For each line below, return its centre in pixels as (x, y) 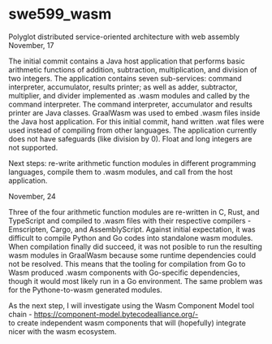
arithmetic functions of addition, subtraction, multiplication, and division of (133, 69)
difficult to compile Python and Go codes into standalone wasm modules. (131, 237)
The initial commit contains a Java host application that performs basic (127, 61)
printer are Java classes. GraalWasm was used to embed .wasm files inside (134, 113)
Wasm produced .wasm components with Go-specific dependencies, (124, 272)
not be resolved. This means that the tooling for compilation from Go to (127, 263)
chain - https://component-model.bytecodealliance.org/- (104, 314)
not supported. (33, 147)
